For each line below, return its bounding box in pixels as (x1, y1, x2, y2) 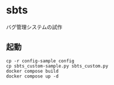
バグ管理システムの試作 (6, 23, 63, 30)
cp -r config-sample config (6, 58, 75, 64)
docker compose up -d (6, 73, 59, 79)
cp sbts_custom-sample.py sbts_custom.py (6, 63, 109, 69)
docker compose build (6, 68, 59, 74)
